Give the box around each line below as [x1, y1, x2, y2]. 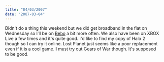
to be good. [5, 51, 29, 57]
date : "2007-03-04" [5, 12, 45, 17]
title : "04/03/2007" [5, 7, 48, 12]
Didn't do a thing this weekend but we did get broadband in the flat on [5, 25, 147, 31]
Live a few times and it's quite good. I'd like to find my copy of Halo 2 [5, 35, 145, 41]
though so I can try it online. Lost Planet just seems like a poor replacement [5, 41, 158, 46]
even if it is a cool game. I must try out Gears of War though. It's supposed [5, 46, 156, 52]
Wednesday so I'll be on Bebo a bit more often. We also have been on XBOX [5, 30, 159, 36]
